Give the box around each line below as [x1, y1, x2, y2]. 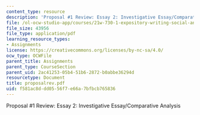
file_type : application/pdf [6, 31, 76, 37]
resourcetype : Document [6, 75, 65, 81]
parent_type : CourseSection [6, 63, 76, 70]
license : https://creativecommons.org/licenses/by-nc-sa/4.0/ [6, 47, 164, 53]
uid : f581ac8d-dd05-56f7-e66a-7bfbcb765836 [6, 86, 116, 92]
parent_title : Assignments [6, 58, 73, 64]
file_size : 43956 [6, 25, 49, 31]
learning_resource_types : [6, 36, 70, 42]
